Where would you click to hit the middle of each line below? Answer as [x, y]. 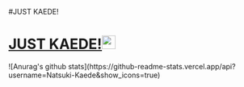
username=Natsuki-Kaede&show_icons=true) [84, 75]
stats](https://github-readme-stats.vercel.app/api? [152, 66]
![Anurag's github [38, 66]
